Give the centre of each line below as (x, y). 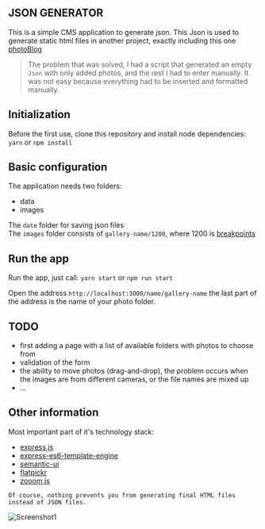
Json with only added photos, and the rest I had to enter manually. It (138, 73)
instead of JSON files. (48, 502)
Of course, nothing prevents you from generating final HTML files (122, 495)
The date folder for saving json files (66, 225)
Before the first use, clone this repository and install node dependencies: (127, 133)
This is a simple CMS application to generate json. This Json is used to (124, 32)
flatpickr (33, 472)
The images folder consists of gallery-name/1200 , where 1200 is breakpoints (132, 234)
